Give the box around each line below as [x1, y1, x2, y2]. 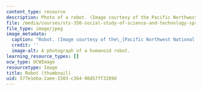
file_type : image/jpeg [6, 25, 63, 32]
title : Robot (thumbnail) [6, 70, 71, 76]
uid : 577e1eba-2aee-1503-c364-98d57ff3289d [6, 75, 117, 81]
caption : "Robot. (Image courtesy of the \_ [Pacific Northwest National [11, 37, 195, 43]
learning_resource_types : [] [6, 53, 79, 59]
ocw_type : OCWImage [6, 59, 55, 65]
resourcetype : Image [6, 64, 58, 71]
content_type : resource [6, 8, 66, 15]
